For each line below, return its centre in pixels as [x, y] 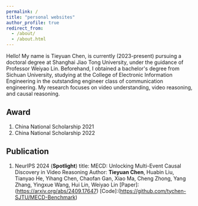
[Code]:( [110, 191]
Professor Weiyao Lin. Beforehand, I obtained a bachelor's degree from [93, 68]
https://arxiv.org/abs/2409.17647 [57, 191]
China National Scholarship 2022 [55, 133]
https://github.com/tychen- [153, 191]
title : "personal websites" [41, 17]
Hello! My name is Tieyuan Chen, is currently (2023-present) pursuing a [94, 56]
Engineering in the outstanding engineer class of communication [85, 81]
